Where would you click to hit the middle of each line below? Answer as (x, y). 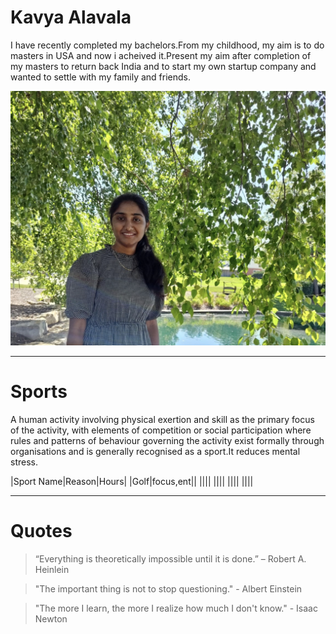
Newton (51, 618)
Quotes (41, 531)
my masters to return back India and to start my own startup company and (163, 66)
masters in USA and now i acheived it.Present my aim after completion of (161, 55)
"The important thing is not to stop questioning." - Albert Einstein (168, 588)
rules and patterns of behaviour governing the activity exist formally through (167, 440)
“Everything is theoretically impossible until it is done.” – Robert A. (170, 558)
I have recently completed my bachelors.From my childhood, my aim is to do (167, 45)
